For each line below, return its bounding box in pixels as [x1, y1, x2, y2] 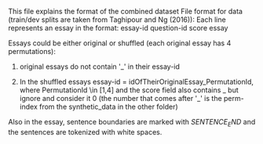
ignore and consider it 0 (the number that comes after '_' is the [19, 94, 222, 103]
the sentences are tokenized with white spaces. [8, 127, 163, 136]
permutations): [8, 47, 57, 56]
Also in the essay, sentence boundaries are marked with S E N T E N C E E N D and [8, 117, 256, 128]
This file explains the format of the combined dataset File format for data [8, 7, 243, 16]
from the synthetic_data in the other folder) [38, 102, 178, 111]
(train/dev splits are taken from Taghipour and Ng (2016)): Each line [8, 15, 226, 24]
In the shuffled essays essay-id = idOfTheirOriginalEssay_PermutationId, [19, 77, 254, 86]
